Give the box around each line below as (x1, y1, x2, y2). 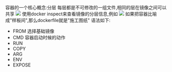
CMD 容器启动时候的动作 (12, 35, 66, 40)
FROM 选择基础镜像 (12, 28, 55, 34)
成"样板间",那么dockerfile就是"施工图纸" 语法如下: (5, 17, 111, 23)
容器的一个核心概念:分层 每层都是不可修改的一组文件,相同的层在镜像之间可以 (5, 5, 167, 10)
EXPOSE (12, 62, 31, 68)
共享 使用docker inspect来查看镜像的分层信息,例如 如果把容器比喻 (5, 11, 157, 17)
